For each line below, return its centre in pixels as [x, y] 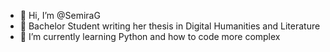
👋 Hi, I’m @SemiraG [60, 15]
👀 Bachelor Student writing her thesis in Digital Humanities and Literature [170, 26]
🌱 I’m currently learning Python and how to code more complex [150, 36]
